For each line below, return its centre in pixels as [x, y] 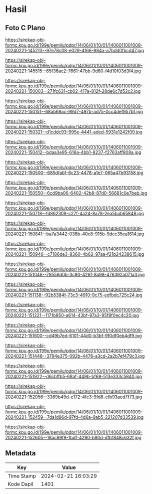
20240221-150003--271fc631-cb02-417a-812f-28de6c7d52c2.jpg [73, 91]
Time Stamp [22, 476]
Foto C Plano [25, 28]
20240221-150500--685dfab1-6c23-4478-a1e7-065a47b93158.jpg [74, 173]
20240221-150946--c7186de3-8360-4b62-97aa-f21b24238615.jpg [75, 254]
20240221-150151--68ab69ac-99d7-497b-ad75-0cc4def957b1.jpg [74, 112]
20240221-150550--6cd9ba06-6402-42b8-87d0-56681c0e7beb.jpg [76, 193]
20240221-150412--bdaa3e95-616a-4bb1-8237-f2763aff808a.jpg [73, 152]
